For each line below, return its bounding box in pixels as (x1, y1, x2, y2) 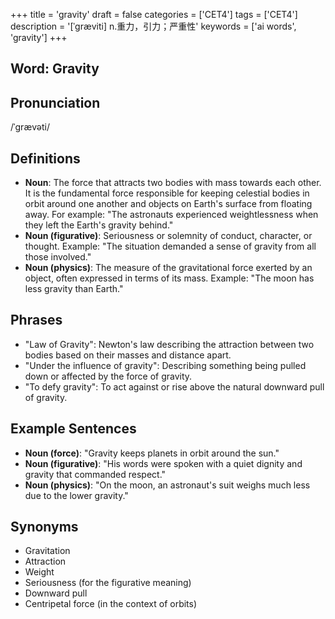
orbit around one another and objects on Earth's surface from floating (24, 198, 313, 210)
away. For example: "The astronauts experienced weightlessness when (24, 209, 319, 221)
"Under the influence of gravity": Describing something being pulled (24, 359, 307, 371)
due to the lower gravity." (24, 489, 129, 501)
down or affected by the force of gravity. (24, 370, 193, 382)
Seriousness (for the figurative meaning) (24, 577, 192, 589)
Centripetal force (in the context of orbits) (24, 598, 198, 610)
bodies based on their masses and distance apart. (24, 349, 232, 361)
